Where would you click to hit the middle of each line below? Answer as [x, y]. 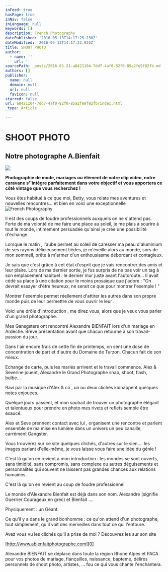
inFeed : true [19, 10]
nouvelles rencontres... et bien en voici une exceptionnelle [65, 203]
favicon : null [24, 94]
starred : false [21, 99]
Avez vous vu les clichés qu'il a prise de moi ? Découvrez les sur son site [81, 534]
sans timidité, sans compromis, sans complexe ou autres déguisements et [82, 464]
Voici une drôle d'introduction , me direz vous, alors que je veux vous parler [83, 311]
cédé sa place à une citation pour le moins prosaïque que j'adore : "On [78, 281]
